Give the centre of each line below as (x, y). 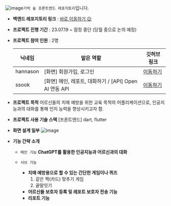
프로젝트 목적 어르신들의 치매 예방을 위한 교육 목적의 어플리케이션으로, (82, 102)
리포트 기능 (39, 198)
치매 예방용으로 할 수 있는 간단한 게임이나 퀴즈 (73, 173)
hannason (27, 71)
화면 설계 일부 (26, 130)
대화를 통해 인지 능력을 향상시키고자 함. (65, 109)
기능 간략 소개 (26, 141)
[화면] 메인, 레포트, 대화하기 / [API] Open (91, 81)
